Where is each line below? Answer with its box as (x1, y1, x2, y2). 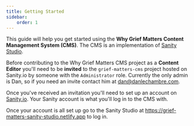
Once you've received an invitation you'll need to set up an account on (6, 89, 178, 97)
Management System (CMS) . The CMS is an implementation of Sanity (6, 42, 177, 49)
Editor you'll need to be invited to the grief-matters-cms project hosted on (6, 66, 187, 73)
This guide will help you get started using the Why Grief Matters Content (6, 36, 184, 43)
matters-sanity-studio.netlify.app (6, 113, 86, 120)
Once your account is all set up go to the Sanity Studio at (6, 107, 144, 114)
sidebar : (6, 14, 28, 20)
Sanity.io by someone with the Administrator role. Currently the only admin (6, 71, 188, 79)
